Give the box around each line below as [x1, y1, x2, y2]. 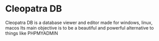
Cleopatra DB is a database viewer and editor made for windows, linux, [5, 19, 153, 25]
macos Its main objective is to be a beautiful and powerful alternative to [5, 24, 154, 30]
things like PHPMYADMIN [5, 30, 58, 36]
